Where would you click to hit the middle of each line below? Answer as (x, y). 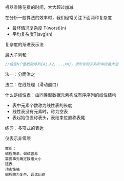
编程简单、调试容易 (21, 154)
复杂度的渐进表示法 (24, 45)
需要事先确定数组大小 (23, 159)
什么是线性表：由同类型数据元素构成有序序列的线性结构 (61, 95)
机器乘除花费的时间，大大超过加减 (39, 7)
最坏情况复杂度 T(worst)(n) (39, 28)
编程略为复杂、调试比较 (25, 174)
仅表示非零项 (18, 138)
